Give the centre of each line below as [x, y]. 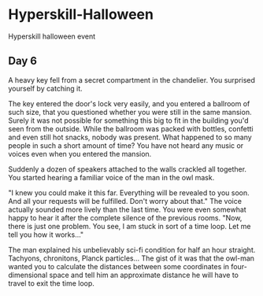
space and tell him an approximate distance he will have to [144, 275]
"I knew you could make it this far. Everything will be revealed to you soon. [129, 192]
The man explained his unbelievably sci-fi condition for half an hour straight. [132, 250]
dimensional [28, 275]
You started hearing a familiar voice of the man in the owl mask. [111, 177]
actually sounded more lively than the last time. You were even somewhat [127, 209]
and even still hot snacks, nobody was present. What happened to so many [130, 137]
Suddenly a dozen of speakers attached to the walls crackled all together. [127, 169]
